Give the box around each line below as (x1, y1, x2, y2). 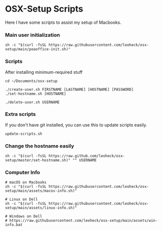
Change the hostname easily (5, 142, 74, 149)
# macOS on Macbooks (5, 180, 47, 185)
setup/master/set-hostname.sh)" (5, 158, 71, 163)
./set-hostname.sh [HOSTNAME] (5, 91, 67, 96)
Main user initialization (5, 32, 60, 38)
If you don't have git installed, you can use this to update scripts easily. (5, 122, 147, 128)
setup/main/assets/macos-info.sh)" (5, 188, 77, 194)
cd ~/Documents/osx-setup (5, 79, 57, 83)
